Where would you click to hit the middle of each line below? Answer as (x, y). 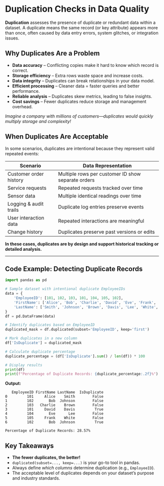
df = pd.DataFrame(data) (30, 316)
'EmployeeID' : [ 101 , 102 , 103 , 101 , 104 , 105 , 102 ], (69, 298)
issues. (12, 38)
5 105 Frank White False (54, 418)
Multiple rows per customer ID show (99, 174)
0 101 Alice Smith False (54, 397)
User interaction (26, 218)
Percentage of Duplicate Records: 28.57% (48, 431)
